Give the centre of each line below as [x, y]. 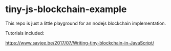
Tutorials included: [25, 33]
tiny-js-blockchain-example [66, 9]
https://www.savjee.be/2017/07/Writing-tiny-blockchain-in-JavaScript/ [80, 43]
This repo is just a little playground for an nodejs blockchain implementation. [86, 23]
